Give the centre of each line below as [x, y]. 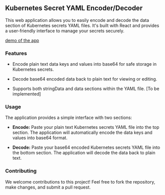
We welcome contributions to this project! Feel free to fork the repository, [80, 182]
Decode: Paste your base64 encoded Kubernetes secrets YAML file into [86, 147]
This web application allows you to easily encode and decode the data [77, 20]
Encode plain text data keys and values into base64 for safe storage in [84, 64]
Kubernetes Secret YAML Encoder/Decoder [74, 8]
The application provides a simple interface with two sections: [69, 118]
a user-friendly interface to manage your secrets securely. [65, 31]
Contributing [21, 171]
